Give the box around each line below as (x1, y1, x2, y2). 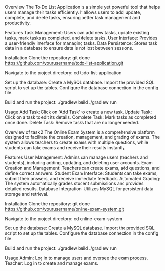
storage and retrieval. (5, 191, 49, 197)
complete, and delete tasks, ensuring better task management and (5, 15, 141, 20)
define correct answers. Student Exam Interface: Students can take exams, (5, 170, 158, 176)
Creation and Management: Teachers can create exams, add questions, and (5, 165, 160, 171)
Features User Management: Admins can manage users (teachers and (5, 154, 148, 160)
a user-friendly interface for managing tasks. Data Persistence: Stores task (5, 40, 157, 46)
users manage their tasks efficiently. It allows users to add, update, (5, 9, 142, 15)
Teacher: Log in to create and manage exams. (5, 260, 99, 266)
